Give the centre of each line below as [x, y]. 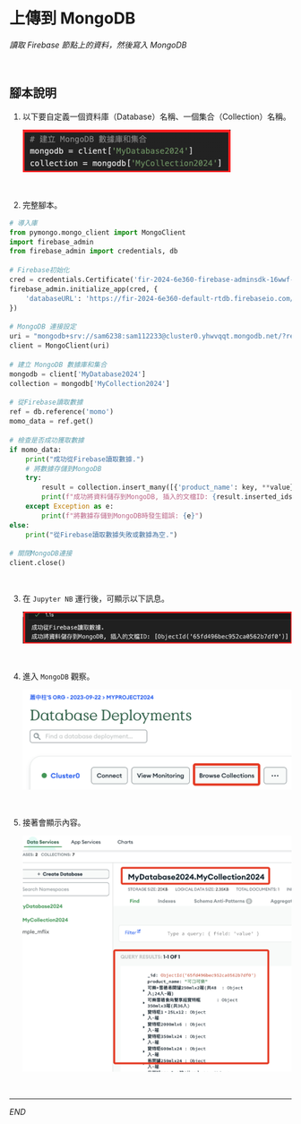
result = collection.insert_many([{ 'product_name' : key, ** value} [168, 488]
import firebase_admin [52, 242]
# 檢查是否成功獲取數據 [47, 440]
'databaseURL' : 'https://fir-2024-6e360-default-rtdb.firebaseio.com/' [162, 298]
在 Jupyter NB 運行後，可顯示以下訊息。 [96, 599]
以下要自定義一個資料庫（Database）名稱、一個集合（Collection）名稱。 [156, 116]
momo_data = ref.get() [52, 422]
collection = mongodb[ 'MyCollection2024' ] [90, 383]
